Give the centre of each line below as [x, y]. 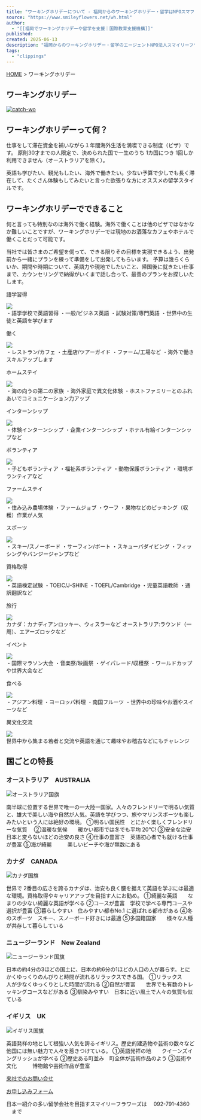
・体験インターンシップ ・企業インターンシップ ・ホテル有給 [81, 430]
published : [20, 34]
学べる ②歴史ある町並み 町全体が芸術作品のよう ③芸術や [117, 1058]
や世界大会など [25, 671]
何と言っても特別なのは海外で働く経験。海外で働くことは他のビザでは [92, 224]
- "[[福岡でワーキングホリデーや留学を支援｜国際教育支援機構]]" [83, 28]
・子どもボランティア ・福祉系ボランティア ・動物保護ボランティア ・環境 [97, 469]
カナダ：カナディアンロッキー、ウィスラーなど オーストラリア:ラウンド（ [96, 624]
